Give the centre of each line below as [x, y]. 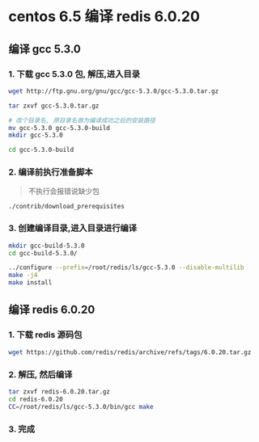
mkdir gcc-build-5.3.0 [47, 246]
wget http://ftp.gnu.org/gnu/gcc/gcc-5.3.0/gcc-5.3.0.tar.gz [114, 91]
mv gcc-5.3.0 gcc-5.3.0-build [59, 128]
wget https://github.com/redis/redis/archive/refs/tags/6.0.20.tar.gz [130, 352]
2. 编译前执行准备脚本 [51, 172]
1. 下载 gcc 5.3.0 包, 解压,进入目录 [74, 74]
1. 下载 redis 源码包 [45, 335]
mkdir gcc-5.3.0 [36, 135]
